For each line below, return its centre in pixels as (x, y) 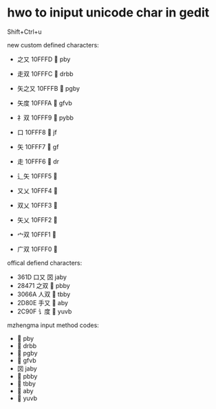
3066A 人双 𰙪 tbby (44, 294)
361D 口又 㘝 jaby (42, 277)
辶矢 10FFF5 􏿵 (37, 176)
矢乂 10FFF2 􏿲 (37, 220)
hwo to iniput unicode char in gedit (108, 13)
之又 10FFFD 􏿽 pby (44, 59)
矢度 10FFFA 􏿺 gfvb (44, 103)
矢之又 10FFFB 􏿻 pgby (48, 88)
